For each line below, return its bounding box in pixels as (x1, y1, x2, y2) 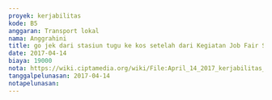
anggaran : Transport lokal (8, 27, 100, 35)
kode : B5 (8, 19, 38, 27)
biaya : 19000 (8, 57, 53, 65)
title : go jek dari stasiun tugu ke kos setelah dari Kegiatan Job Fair (8, 42, 259, 50)
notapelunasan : (8, 79, 60, 87)
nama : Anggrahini (8, 34, 67, 43)
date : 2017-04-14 (8, 49, 67, 57)
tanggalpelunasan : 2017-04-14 (8, 72, 111, 80)
